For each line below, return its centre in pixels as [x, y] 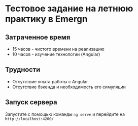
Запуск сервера [31, 102]
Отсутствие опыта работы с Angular [50, 81]
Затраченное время [38, 37]
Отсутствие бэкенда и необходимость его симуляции [69, 87]
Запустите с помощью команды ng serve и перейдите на [65, 114]
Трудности [23, 70]
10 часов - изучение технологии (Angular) [56, 54]
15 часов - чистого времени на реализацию [58, 49]
